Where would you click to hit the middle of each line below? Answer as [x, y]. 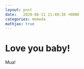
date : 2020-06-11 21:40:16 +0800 [42, 14]
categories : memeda [25, 19]
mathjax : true [20, 24]
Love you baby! [38, 48]
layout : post [19, 10]
